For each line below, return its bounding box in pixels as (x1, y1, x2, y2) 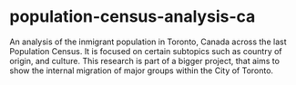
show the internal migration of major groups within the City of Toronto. (9, 65, 274, 76)
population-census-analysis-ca (9, 6, 256, 27)
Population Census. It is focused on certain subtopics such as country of (9, 45, 282, 56)
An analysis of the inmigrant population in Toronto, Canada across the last (9, 36, 287, 47)
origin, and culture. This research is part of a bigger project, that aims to (9, 55, 281, 66)
